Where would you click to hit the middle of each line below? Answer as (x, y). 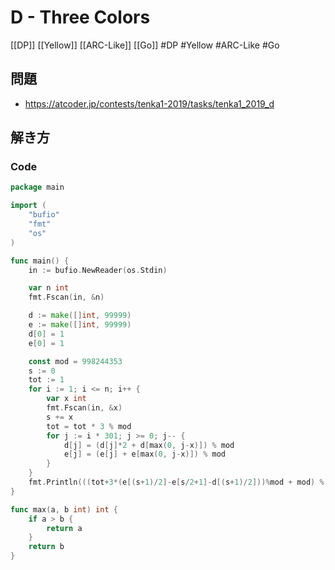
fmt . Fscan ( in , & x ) (84, 408)
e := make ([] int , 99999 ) (80, 325)
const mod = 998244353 (75, 361)
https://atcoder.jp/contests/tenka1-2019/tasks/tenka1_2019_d (149, 103)
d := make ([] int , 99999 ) (80, 316)
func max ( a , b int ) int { (64, 509)
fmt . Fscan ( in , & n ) (66, 297)
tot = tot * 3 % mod (89, 426)
